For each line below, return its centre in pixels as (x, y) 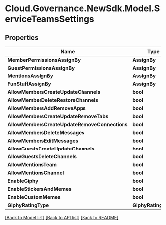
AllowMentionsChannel (36, 173)
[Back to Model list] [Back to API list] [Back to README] (62, 217)
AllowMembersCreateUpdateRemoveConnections (68, 124)
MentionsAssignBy (30, 76)
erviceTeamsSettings (50, 19)
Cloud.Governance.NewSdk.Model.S (83, 9)
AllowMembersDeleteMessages (46, 132)
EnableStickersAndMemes (40, 189)
